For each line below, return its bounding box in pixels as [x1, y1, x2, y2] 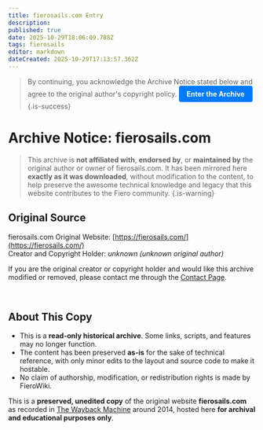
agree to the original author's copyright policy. [27, 89, 177, 98]
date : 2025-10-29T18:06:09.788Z [8, 33, 114, 42]
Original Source [8, 211, 86, 225]
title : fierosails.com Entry [8, 11, 104, 20]
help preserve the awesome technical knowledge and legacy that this [27, 180, 253, 189]
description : [8, 19, 51, 27]
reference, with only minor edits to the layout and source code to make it [19, 356, 255, 366]
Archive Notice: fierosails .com [8, 129, 212, 147]
